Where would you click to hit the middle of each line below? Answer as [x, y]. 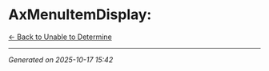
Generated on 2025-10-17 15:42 [61, 59]
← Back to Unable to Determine [60, 37]
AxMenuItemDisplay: [80, 15]
